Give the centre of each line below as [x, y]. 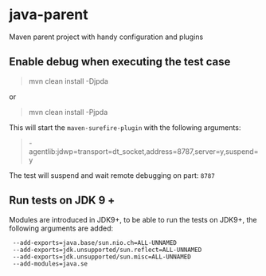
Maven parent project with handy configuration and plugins [106, 37]
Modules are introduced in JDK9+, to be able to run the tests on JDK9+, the [133, 219]
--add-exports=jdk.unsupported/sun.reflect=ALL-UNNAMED [107, 250]
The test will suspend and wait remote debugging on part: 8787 [112, 175]
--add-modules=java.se [50, 264]
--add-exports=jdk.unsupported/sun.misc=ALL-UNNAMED [102, 257]
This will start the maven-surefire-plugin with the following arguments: [125, 127]
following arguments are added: [61, 228]
